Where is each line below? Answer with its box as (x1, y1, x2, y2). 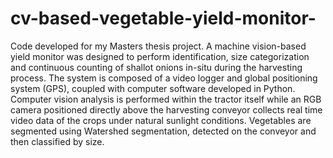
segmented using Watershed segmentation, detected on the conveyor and (10, 125, 317, 137)
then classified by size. (10, 135, 105, 147)
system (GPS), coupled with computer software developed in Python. (10, 82, 296, 94)
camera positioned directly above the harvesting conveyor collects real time (10, 103, 323, 116)
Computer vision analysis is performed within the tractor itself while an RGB (10, 93, 322, 105)
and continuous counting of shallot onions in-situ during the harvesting (10, 61, 303, 73)
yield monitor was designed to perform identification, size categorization (10, 50, 310, 62)
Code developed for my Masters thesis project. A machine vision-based (10, 40, 307, 52)
